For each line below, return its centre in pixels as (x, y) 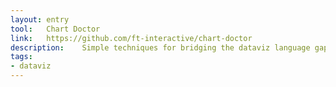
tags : (21, 57)
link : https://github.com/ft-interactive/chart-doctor (131, 38)
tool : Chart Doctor (55, 29)
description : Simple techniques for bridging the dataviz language (160, 47)
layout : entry (40, 19)
